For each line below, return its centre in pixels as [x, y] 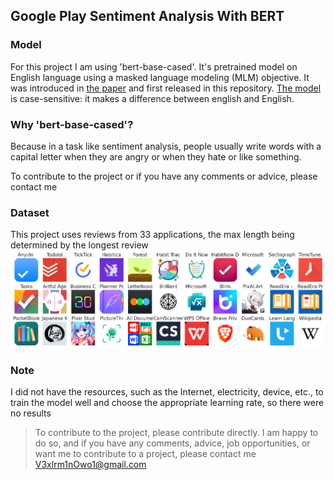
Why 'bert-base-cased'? [72, 124]
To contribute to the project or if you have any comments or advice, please [164, 176]
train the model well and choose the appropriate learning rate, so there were [167, 403]
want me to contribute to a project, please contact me [145, 454]
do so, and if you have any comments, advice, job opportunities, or [172, 443]
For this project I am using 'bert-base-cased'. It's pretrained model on [154, 66]
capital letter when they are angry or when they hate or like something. [156, 156]
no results [31, 413]
